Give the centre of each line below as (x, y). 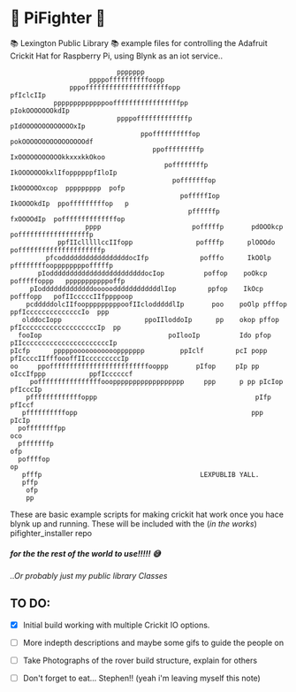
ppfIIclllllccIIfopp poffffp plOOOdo (166, 242)
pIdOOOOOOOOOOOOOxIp (48, 126)
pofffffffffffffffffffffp (57, 250)
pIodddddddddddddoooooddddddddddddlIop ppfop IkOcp (147, 288)
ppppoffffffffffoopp (127, 80)
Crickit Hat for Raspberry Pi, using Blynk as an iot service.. (117, 56)
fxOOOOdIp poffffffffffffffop (68, 219)
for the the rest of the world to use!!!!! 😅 (86, 553)
